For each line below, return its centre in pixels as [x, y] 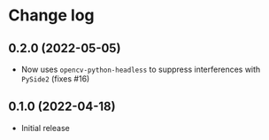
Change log [51, 16]
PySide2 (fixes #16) [55, 79]
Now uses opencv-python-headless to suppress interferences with [141, 69]
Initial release [45, 128]
